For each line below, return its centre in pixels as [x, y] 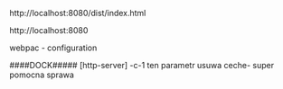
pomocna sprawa [42, 75]
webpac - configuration [53, 48]
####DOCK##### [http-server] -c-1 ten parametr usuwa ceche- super [141, 65]
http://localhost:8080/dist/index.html [78, 13]
